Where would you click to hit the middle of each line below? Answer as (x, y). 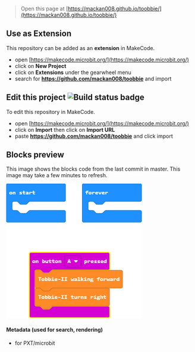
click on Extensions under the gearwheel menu (73, 72)
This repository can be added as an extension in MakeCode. (81, 48)
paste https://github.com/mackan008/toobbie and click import (94, 136)
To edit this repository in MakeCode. (51, 112)
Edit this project (36, 98)
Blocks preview (35, 155)
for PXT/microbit (35, 343)
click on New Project (40, 66)
